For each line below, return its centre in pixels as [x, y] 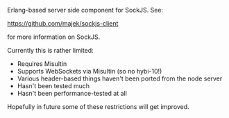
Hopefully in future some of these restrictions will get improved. [98, 107]
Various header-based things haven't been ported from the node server [120, 78]
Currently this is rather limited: [50, 50]
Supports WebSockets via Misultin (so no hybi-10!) [90, 71]
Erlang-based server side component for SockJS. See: [85, 10]
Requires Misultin [42, 64]
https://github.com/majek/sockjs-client [63, 23]
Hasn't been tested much [53, 86]
